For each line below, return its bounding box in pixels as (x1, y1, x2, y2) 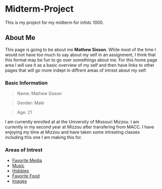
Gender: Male (16, 100, 45, 106)
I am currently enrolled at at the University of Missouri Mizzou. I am (5, 119, 139, 125)
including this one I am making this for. (5, 134, 82, 140)
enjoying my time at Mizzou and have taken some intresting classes (5, 129, 140, 135)
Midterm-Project (5, 3, 74, 15)
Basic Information (5, 79, 48, 86)
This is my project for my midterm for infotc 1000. (5, 19, 104, 25)
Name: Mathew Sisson (16, 91, 62, 96)
